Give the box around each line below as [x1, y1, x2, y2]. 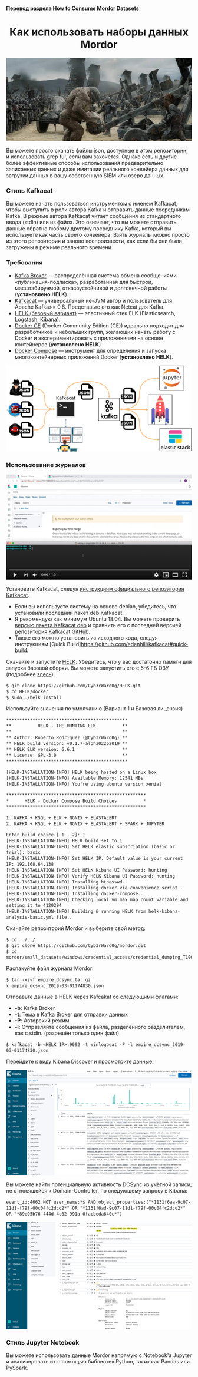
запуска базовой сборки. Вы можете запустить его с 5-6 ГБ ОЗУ [6, 664, 169, 671]
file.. [56, 914, 72, 920]
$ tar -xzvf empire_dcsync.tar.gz [6, 977, 91, 983]
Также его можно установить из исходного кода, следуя [14, 634, 158, 641]
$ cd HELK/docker [6, 688, 49, 694]
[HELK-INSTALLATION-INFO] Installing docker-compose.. [6, 891, 144, 896]
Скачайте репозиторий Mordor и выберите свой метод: [6, 925, 146, 932]
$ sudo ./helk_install [6, 694, 62, 700]
